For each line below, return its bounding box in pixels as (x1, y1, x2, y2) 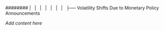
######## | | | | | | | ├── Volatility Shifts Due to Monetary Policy (5, 5, 159, 11)
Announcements (5, 10, 40, 16)
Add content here (5, 20, 43, 26)
